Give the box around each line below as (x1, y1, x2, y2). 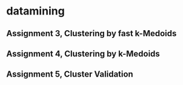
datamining (6, 4, 65, 18)
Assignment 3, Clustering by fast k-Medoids (6, 28, 177, 39)
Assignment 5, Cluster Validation (6, 69, 133, 80)
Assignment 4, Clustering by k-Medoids (6, 48, 161, 58)
